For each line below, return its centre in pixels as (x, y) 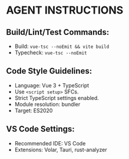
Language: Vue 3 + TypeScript (52, 85)
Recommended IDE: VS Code (50, 143)
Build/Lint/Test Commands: (58, 32)
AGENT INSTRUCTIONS (65, 10)
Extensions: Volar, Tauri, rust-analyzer (61, 150)
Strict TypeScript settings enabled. (57, 98)
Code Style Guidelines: (49, 71)
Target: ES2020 (34, 111)
